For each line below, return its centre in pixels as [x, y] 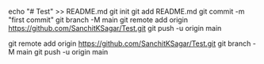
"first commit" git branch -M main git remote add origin [98, 20]
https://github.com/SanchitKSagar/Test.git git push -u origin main [115, 28]
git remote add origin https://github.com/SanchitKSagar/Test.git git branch [130, 43]
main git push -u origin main [62, 52]
